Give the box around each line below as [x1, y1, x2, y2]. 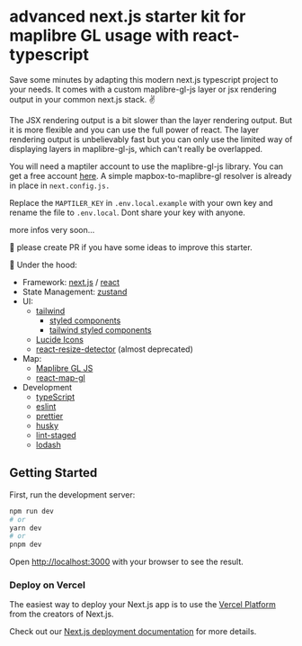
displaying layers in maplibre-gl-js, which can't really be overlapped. [9, 143, 263, 154]
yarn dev [9, 524, 42, 533]
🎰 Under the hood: [9, 259, 78, 270]
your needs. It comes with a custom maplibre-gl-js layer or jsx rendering [9, 84, 277, 94]
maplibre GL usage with [9, 25, 190, 46]
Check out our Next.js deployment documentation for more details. [9, 626, 257, 637]
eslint [35, 400, 57, 411]
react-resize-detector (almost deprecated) [35, 344, 193, 354]
